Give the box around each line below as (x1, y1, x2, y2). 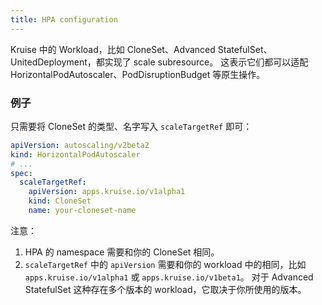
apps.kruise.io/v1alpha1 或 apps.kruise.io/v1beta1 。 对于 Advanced (24, 271, 314, 283)
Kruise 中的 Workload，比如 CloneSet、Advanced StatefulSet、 (10, 43, 273, 55)
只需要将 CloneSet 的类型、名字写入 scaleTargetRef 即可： (10, 120, 253, 132)
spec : (10, 168, 33, 178)
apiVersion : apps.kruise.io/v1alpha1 (28, 187, 186, 197)
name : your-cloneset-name (28, 206, 137, 216)
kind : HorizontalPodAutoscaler (10, 149, 141, 160)
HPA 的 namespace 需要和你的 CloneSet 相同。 (24, 246, 220, 258)
